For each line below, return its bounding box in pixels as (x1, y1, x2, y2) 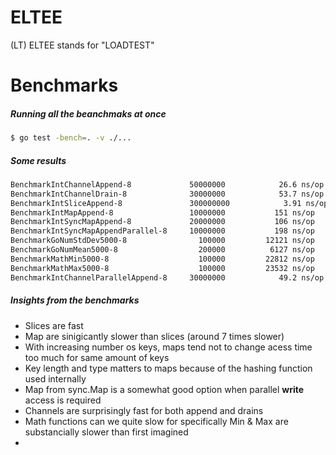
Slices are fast (24, 319, 84, 331)
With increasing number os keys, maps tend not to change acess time (24, 341, 313, 353)
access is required (24, 394, 102, 406)
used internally (24, 372, 87, 385)
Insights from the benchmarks (10, 294, 140, 306)
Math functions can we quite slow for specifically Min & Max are (24, 415, 289, 427)
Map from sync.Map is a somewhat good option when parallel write (24, 383, 305, 395)
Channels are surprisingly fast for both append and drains (24, 404, 264, 416)
